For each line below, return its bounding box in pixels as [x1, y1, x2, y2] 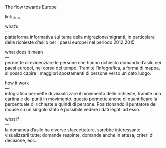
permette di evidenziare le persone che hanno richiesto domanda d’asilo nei [5, 60, 161, 65]
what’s [5, 23, 19, 29]
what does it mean [5, 49, 43, 55]
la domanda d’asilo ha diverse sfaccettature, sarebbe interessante [5, 127, 141, 133]
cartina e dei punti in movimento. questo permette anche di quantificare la [5, 96, 157, 102]
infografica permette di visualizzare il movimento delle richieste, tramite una [5, 91, 161, 96]
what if [5, 116, 19, 122]
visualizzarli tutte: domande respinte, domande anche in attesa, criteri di [5, 132, 154, 138]
